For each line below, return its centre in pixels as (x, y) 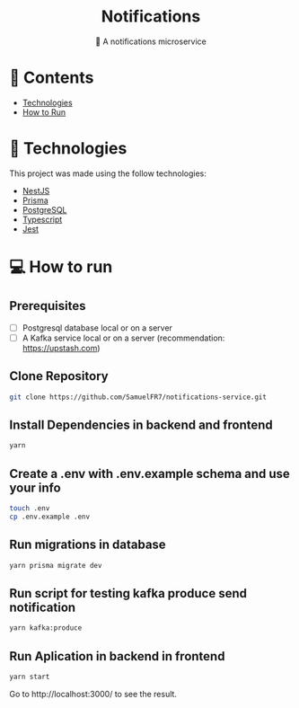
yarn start (30, 677)
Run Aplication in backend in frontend (117, 656)
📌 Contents (52, 78)
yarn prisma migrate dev (56, 565)
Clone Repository (59, 376)
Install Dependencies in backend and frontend (141, 425)
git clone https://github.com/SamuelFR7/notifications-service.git (138, 397)
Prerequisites (48, 306)
